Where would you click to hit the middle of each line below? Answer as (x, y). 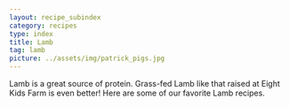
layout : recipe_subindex (55, 17)
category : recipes (43, 26)
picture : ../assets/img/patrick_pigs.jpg (87, 58)
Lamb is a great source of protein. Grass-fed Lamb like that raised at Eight (144, 84)
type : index (31, 34)
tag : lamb (28, 50)
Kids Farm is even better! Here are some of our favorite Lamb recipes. (137, 93)
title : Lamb (31, 42)
